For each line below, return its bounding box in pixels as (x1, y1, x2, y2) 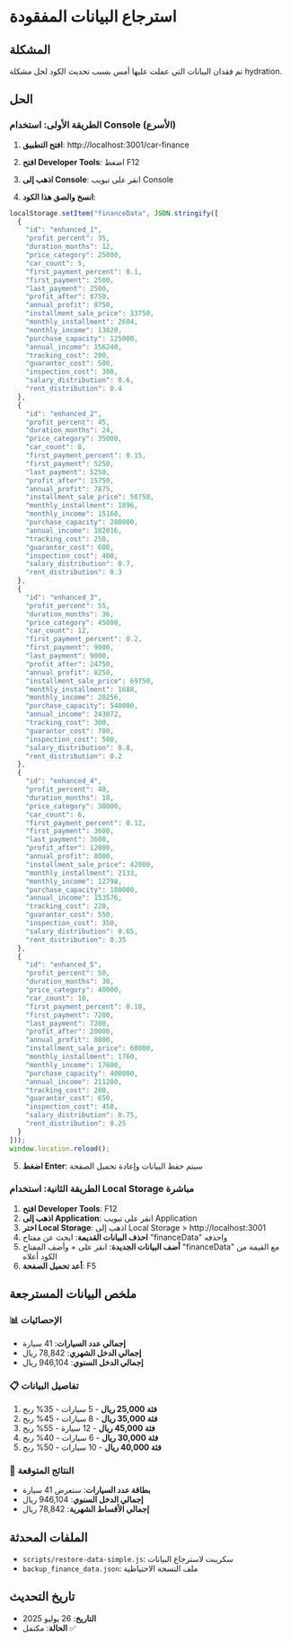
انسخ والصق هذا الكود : (22, 191, 96, 202)
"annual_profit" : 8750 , (25, 301, 115, 310)
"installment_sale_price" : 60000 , (25, 1044, 154, 1053)
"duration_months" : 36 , (25, 609, 115, 619)
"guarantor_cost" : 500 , (25, 359, 115, 368)
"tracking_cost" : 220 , (25, 902, 110, 911)
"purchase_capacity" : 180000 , (25, 885, 139, 895)
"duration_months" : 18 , (25, 793, 115, 802)
